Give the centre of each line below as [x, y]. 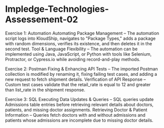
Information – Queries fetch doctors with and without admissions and [75, 115]
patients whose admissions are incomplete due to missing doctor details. [79, 120]
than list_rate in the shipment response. [45, 90]
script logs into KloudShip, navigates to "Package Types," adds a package [81, 38]
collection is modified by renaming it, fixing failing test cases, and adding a [81, 74]
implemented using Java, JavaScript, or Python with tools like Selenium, [78, 54]
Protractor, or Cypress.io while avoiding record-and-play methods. [73, 59]
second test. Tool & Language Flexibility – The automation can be [71, 49]
